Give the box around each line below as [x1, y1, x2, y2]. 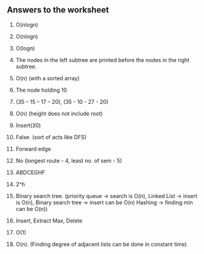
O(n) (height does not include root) [15, 109, 103, 117]
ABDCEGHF [15, 168, 46, 176]
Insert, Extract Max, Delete [15, 217, 83, 224]
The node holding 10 [15, 86, 67, 94]
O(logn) [15, 44, 35, 52]
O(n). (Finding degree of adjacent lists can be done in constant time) [15, 240, 187, 248]
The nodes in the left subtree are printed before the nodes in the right [15, 56, 190, 63]
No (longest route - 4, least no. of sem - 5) [15, 157, 122, 164]
